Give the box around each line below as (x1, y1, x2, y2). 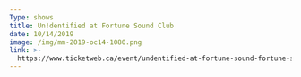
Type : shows (9, 12, 54, 22)
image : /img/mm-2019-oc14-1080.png (9, 37, 142, 47)
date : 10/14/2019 (9, 29, 74, 38)
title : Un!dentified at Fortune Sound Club (9, 21, 175, 30)
